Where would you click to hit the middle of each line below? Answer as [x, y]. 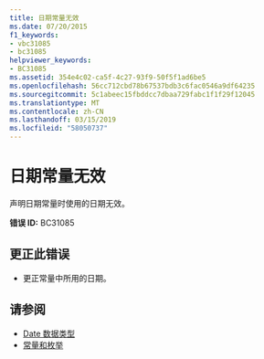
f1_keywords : [34, 35]
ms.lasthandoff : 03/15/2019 [63, 120]
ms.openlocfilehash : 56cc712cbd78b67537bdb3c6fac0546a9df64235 [132, 86]
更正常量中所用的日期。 [67, 278]
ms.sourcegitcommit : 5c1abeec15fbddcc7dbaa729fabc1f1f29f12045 [132, 94]
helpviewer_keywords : [51, 60]
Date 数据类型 [49, 333]
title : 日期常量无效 [44, 18]
